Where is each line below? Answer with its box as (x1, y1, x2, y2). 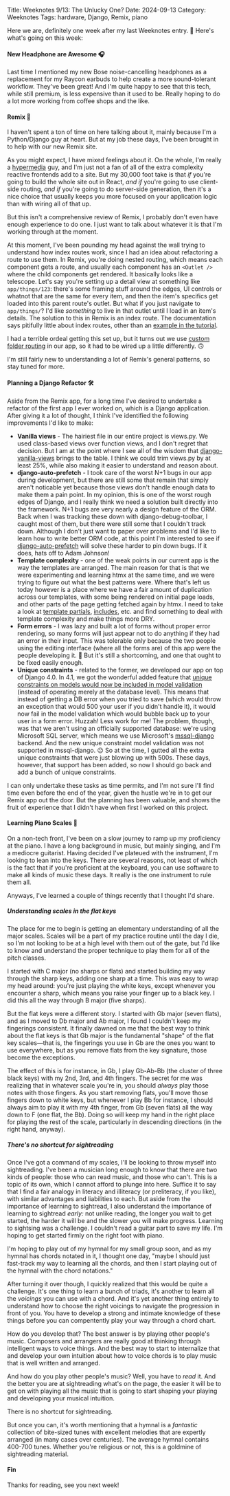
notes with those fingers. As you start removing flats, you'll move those (7, 1088, 209, 1097)
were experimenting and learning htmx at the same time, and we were (16, 571, 215, 579)
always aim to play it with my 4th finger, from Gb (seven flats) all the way (7, 1103, 213, 1111)
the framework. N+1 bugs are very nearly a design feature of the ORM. (16, 505, 217, 513)
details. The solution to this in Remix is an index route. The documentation (7, 314, 216, 322)
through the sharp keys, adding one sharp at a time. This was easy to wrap (7, 974, 219, 982)
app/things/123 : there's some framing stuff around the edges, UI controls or (7, 285, 222, 293)
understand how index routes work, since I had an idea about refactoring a (7, 248, 218, 256)
